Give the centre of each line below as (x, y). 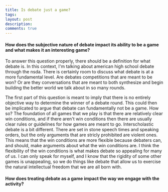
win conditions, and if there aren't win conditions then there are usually (78, 119)
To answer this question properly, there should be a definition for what (78, 61)
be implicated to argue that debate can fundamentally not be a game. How (82, 108)
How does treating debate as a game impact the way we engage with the (82, 178)
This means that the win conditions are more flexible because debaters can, (83, 140)
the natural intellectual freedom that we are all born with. (63, 167)
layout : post (19, 19)
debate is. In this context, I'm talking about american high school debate (80, 66)
